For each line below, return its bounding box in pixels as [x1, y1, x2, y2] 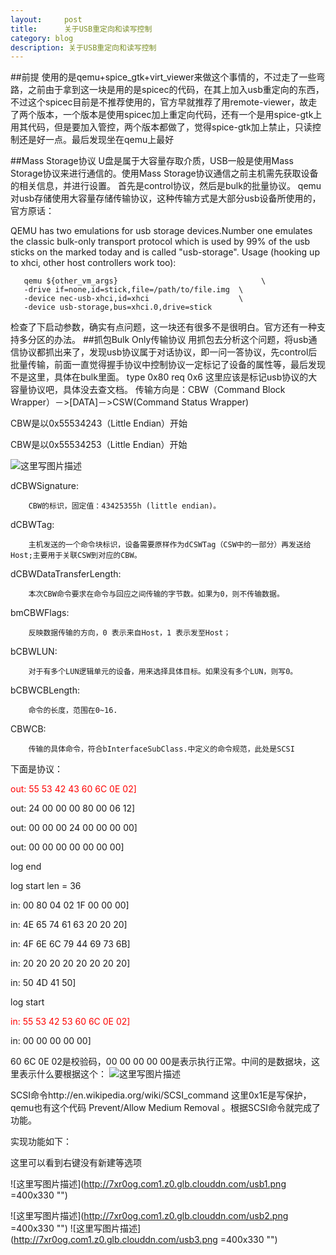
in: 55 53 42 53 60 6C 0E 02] [10, 1016, 131, 1028]
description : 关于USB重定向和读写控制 [10, 42, 157, 53]
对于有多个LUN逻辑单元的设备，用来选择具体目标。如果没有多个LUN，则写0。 [28, 667, 298, 677]
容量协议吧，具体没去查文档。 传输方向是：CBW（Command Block [10, 384, 286, 396]
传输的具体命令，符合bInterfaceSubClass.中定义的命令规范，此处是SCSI [28, 744, 295, 755]
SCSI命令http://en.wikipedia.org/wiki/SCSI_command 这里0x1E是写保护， [10, 1089, 312, 1101]
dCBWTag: [10, 519, 55, 531]
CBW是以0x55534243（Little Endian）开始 [10, 417, 188, 430]
